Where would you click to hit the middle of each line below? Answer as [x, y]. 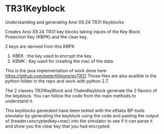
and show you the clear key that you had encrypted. [58, 126]
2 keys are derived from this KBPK [40, 46]
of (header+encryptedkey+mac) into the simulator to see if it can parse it [79, 121]
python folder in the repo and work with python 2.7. [57, 81]
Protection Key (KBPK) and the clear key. [47, 37]
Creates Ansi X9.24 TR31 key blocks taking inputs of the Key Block [73, 31]
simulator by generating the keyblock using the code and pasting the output [82, 115]
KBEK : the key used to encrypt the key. [52, 56]
